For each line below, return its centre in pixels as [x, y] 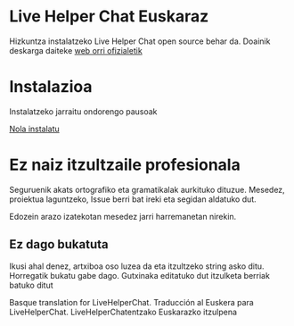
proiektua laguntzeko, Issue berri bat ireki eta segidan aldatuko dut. [133, 199]
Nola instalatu [34, 129]
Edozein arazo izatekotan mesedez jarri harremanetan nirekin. [123, 216]
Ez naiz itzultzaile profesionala [125, 165]
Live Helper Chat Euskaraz [109, 17]
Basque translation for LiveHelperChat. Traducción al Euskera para [131, 302]
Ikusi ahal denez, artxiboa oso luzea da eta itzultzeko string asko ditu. [137, 266]
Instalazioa [51, 87]
